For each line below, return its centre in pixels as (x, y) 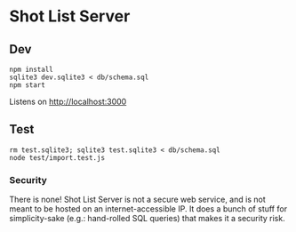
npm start (28, 85)
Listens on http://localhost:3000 (68, 101)
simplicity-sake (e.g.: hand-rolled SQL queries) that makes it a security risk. (148, 219)
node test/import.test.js (57, 157)
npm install (31, 69)
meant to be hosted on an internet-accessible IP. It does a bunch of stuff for (148, 209)
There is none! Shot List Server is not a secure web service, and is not (137, 200)
